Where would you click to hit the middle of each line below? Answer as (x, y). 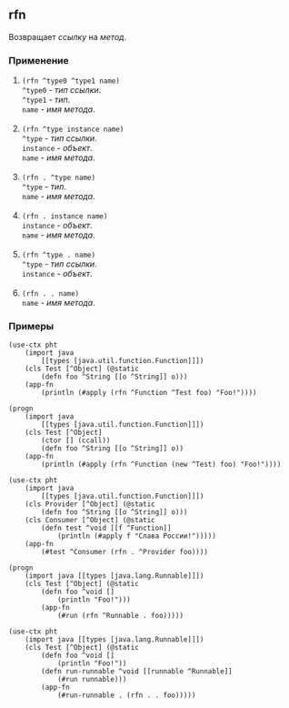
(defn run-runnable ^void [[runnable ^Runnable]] (137, 672)
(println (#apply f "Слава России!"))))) (137, 536)
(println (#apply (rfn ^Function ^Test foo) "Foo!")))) (149, 393)
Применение (39, 60)
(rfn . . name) (50, 294)
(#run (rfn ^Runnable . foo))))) (120, 616)
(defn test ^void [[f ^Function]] (106, 528)
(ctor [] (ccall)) (76, 440)
